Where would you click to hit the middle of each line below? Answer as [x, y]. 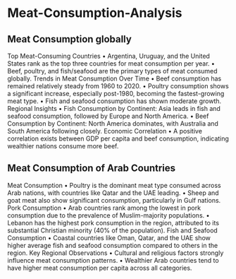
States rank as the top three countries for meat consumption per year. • [111, 64]
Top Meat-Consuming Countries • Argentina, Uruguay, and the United [108, 56]
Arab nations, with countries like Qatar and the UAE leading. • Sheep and [113, 193]
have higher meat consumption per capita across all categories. [100, 268]
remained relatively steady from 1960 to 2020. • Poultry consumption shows [118, 86]
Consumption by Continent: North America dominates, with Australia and [113, 124]
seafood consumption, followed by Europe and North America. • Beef [108, 116]
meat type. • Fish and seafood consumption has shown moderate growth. [114, 101]
